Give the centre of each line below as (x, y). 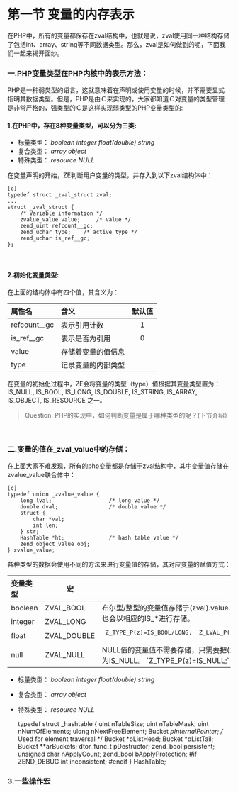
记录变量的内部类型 (93, 364)
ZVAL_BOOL (66, 608)
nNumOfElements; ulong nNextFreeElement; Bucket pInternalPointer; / (120, 731)
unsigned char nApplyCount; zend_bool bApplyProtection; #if (107, 754)
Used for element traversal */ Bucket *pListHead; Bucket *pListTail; (115, 739)
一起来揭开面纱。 (38, 53)
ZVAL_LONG (66, 622)
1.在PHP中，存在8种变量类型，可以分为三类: (72, 126)
